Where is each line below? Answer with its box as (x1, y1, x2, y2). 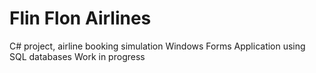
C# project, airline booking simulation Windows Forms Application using (9, 40, 306, 52)
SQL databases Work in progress (9, 50, 146, 62)
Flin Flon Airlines (9, 7, 152, 30)
